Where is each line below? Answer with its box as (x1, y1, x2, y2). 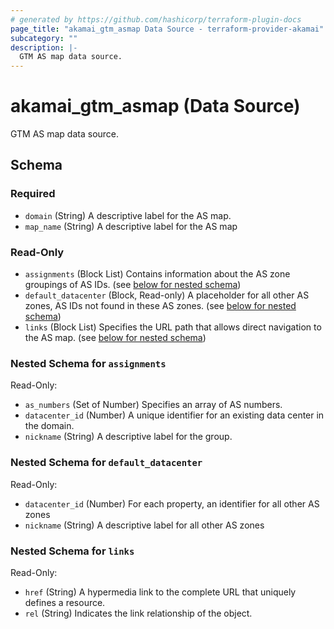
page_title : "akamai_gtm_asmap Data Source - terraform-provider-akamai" (10, 24, 325, 34)
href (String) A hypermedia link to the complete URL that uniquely (24, 586, 297, 598)
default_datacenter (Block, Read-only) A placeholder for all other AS (24, 289, 310, 301)
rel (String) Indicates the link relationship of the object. (24, 607, 253, 619)
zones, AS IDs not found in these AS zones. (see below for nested (24, 300, 297, 312)
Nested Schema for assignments (10, 356, 167, 370)
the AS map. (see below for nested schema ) (24, 332, 207, 344)
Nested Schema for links (10, 544, 135, 558)
